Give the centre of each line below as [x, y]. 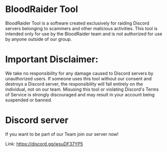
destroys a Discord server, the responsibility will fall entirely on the [74, 84]
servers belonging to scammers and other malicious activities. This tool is [81, 28]
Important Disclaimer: [52, 59]
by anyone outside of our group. [38, 39]
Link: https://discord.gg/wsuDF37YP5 [44, 143]
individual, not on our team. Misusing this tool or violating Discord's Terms [82, 89]
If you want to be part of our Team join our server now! [62, 134]
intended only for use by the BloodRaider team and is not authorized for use [84, 34]
